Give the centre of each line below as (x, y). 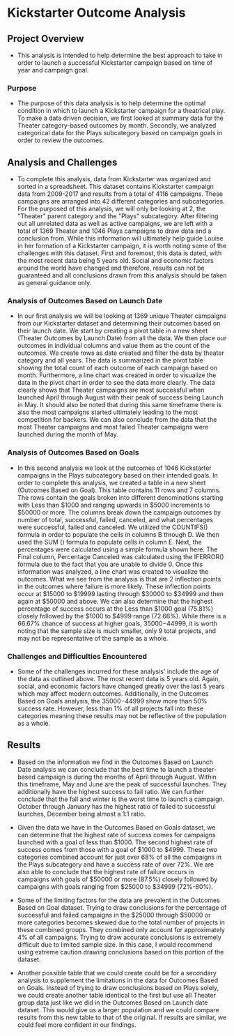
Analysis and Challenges (62, 162)
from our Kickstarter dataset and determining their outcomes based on (119, 323)
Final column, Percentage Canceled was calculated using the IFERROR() (120, 556)
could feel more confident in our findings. (77, 1024)
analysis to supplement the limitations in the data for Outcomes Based (117, 980)
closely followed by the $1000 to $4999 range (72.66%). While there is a (122, 616)
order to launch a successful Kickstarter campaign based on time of (115, 63)
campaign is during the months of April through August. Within (127, 777)
